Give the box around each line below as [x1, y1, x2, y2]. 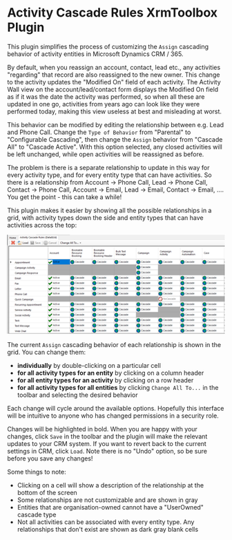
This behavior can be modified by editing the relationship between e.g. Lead [7, 120, 224, 129]
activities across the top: [7, 221, 77, 229]
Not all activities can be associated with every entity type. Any [17, 518, 195, 526]
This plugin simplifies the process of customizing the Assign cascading [7, 42, 209, 50]
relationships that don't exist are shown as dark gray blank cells [17, 525, 199, 534]
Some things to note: [7, 468, 67, 476]
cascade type [17, 510, 57, 519]
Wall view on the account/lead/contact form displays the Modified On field [7, 85, 219, 93]
